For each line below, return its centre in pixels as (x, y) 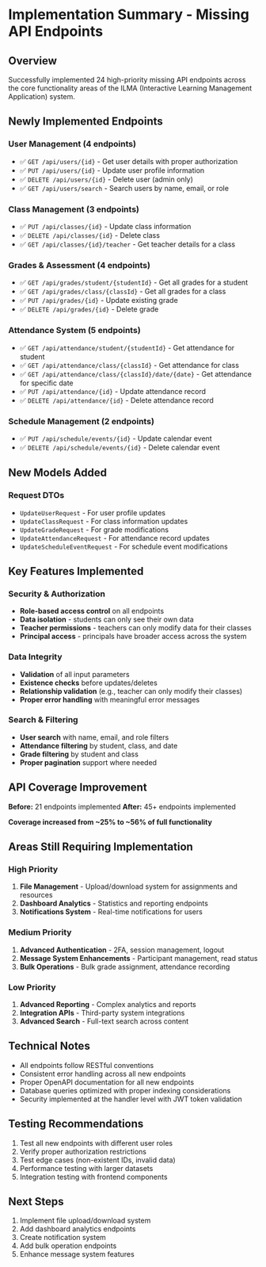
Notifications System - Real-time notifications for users (111, 912)
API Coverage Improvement (78, 788)
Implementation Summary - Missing (129, 15)
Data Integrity (35, 657)
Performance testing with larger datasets (86, 1168)
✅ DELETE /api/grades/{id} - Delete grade (89, 309)
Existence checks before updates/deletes (89, 683)
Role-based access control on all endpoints (92, 611)
